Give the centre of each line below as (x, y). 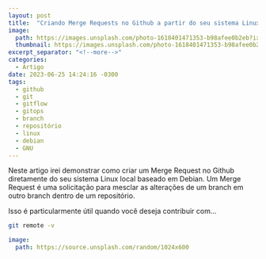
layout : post (30, 15)
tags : (17, 82)
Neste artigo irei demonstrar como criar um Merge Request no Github (122, 170)
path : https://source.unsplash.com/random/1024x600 (103, 248)
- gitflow (31, 104)
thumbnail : (33, 45)
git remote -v (32, 226)
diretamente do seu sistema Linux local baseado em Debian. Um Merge (125, 179)
